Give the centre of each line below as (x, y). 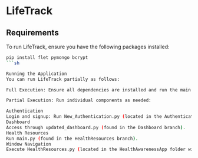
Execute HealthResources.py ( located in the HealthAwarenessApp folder (96, 149)
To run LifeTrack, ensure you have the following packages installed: (88, 47)
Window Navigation (29, 144)
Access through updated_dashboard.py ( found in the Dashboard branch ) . (96, 127)
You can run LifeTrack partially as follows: (63, 79)
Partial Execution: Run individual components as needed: (79, 101)
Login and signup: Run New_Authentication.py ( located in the (84, 117)
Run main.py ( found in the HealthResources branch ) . (72, 139)
